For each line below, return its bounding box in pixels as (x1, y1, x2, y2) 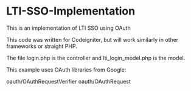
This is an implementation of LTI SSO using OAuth (6, 24, 131, 32)
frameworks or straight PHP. (6, 42, 77, 50)
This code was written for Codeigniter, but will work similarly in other (6, 36, 179, 43)
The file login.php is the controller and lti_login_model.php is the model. (6, 54, 186, 61)
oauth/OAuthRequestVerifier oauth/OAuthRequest (6, 78, 131, 85)
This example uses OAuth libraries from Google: (6, 66, 127, 73)
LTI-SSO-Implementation (6, 4, 136, 18)
